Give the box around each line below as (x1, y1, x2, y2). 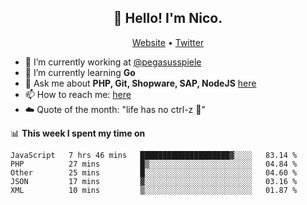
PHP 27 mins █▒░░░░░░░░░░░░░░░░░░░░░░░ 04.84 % (10, 159, 298, 169)
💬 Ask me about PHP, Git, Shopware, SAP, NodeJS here (24, 77, 257, 89)
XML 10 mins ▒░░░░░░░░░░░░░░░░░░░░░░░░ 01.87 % (10, 185, 298, 195)
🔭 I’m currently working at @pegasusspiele (24, 56, 202, 68)
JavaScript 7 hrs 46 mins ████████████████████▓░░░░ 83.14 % (10, 150, 298, 160)
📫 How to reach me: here (24, 88, 132, 100)
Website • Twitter (131, 36, 205, 48)
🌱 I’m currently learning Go (24, 66, 136, 78)
